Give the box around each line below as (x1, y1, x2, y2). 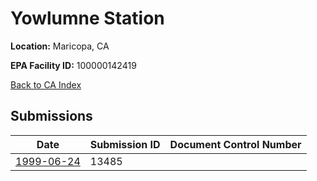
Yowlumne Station (10, 7, 165, 30)
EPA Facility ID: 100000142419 (10, 59, 137, 71)
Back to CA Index (10, 78, 82, 91)
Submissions (10, 108, 93, 125)
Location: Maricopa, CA (10, 40, 110, 52)
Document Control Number (169, 137, 302, 151)
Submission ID (89, 137, 161, 151)
